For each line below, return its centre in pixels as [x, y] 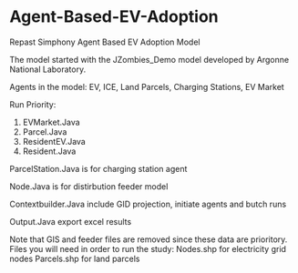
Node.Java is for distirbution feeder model [89, 186]
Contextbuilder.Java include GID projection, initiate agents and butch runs [148, 204]
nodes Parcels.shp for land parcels [75, 258]
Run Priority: [33, 104]
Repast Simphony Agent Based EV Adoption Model [105, 42]
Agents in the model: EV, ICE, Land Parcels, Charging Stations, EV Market [147, 86]
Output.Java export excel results [71, 221]
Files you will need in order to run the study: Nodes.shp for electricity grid [148, 248]
